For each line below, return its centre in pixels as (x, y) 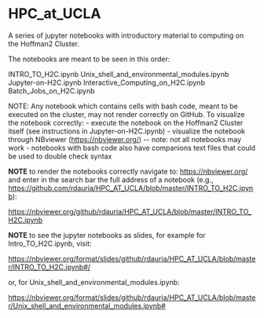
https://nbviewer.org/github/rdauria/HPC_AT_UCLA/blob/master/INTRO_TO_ (130, 211)
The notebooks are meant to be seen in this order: (89, 59)
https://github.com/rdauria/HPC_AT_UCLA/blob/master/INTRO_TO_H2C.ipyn (131, 188)
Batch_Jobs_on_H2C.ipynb (51, 90)
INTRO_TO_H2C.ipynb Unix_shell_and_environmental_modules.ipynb (119, 74)
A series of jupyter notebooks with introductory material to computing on (126, 35)
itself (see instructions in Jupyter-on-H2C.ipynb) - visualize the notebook (127, 131)
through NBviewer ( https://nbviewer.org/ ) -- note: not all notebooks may (125, 139)
